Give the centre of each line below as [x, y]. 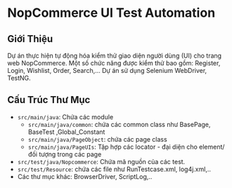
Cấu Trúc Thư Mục [49, 100]
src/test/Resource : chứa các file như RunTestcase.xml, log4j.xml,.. [114, 169]
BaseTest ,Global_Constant [66, 132]
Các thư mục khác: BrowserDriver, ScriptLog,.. [85, 176]
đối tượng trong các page [65, 154]
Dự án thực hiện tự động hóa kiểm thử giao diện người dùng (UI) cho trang [115, 55]
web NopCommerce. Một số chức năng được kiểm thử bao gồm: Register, [114, 63]
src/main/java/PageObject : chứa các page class [97, 139]
